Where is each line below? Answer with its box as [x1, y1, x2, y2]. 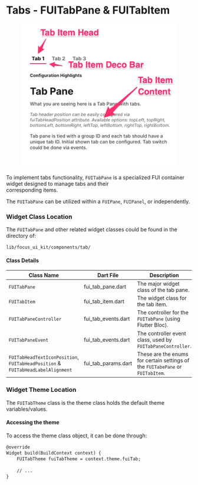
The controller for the [137, 309, 189, 316]
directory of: [6, 232, 37, 239]
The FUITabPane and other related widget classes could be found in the [6, 225, 178, 233]
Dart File [97, 271, 119, 278]
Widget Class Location [6, 212, 72, 221]
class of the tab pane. [137, 286, 190, 293]
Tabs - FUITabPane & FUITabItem [6, 4, 170, 17]
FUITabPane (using [137, 315, 181, 322]
